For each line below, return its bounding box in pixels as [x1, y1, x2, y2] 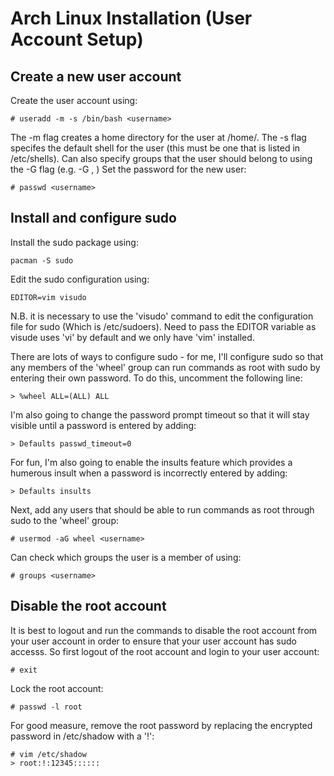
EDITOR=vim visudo [10, 292, 87, 302]
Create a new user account [10, 68, 182, 85]
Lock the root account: [10, 682, 104, 694]
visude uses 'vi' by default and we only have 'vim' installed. [10, 331, 255, 343]
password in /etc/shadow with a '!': [10, 730, 155, 742]
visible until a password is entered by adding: [10, 419, 197, 431]
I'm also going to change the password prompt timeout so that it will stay [10, 408, 310, 421]
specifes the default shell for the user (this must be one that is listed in [10, 142, 301, 154]
